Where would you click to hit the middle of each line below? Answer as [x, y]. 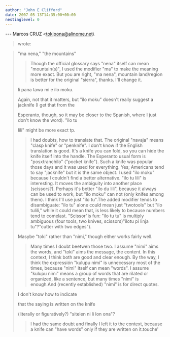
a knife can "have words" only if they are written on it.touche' [94, 329]
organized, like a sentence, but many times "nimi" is [84, 279]
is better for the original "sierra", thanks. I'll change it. [86, 80]
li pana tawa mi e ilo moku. [45, 90]
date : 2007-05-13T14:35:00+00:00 [41, 15]
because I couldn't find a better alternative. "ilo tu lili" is [88, 178]
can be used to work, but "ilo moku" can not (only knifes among [97, 194]
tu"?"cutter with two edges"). [61, 227]
